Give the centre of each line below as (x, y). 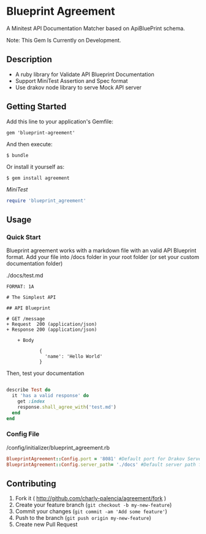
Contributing (31, 483)
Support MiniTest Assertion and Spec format (71, 80)
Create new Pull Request (46, 524)
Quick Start (24, 237)
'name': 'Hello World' (74, 357)
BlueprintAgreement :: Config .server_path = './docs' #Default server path (101, 465)
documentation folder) (35, 264)
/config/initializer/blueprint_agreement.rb (58, 447)
